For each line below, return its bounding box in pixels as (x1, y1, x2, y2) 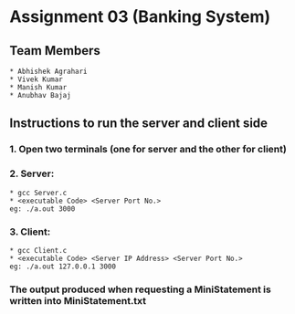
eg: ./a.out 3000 (9, 204, 76, 214)
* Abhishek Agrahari (9, 67, 89, 76)
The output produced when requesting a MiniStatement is (9, 283, 271, 296)
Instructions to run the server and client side (9, 116, 268, 131)
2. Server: (9, 167, 55, 180)
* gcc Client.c (9, 246, 68, 255)
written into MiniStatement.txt (9, 294, 147, 307)
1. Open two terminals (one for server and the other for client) (9, 143, 288, 156)
